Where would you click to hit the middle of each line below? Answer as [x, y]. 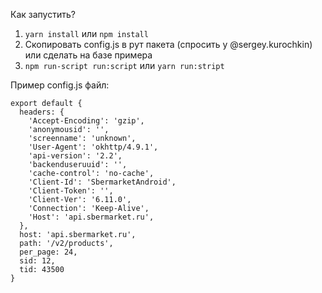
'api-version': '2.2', [75, 156]
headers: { [42, 112]
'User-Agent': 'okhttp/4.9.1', [93, 147]
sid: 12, [37, 261]
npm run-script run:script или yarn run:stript [124, 65]
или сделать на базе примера [88, 55]
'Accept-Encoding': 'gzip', [86, 121]
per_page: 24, [48, 252]
